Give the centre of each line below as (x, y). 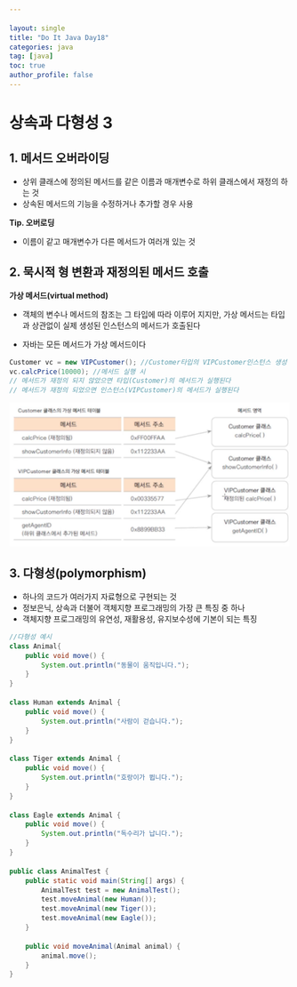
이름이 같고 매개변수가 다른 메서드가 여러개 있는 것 (108, 241)
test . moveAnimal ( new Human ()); (99, 899)
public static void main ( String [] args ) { (105, 880)
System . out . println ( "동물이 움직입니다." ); (115, 665)
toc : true (28, 66)
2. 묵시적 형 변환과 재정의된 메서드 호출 (109, 273)
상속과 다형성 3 (61, 123)
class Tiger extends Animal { (65, 759)
